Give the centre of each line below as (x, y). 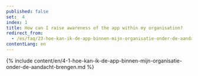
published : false (27, 11)
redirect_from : (25, 33)
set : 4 (16, 17)
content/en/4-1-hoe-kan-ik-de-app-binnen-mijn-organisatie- (108, 61)
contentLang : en (26, 44)
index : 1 (17, 22)
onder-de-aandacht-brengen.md (46, 67)
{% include (19, 61)
